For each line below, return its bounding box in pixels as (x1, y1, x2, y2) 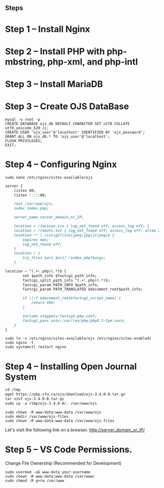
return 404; (31, 300, 56, 305)
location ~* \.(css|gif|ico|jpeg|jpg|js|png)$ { (14, 233, 115, 237)
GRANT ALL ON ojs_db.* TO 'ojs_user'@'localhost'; (5, 134, 110, 139)
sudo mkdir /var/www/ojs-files (5, 414, 69, 419)
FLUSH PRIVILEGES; (5, 138, 42, 143)
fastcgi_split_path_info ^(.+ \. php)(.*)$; (22, 278, 110, 283)
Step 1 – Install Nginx (5, 23, 90, 35)
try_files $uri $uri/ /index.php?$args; (22, 255, 106, 260)
